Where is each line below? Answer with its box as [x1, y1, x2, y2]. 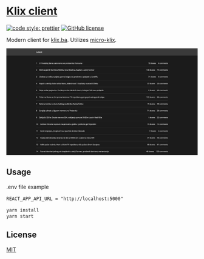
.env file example [6, 183, 49, 190]
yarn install [6, 207, 39, 213]
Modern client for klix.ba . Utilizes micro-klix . [6, 36, 117, 43]
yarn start [6, 213, 34, 219]
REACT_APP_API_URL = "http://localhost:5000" [6, 196, 123, 202]
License [6, 230, 37, 240]
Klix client [6, 4, 58, 18]
